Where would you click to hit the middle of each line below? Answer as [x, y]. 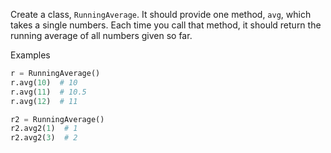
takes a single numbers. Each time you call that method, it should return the [166, 25]
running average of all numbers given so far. [101, 35]
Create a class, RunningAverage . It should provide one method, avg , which [161, 14]
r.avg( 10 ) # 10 [44, 82]
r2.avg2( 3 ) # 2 [44, 138]
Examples [30, 55]
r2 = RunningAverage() [57, 119]
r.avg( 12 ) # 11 [44, 101]
